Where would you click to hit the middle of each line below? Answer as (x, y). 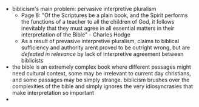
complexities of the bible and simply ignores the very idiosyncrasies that (102, 86)
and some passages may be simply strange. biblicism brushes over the (101, 80)
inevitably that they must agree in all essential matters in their (98, 28)
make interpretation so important (53, 93)
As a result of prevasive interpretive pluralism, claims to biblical (100, 41)
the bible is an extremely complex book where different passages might (101, 67)
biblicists (32, 60)
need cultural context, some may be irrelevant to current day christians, (101, 73)
